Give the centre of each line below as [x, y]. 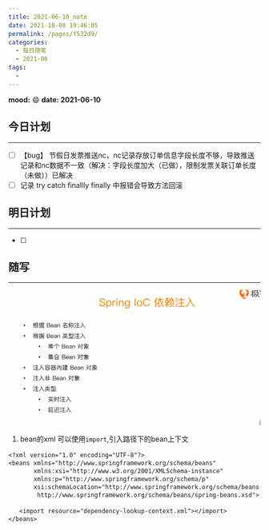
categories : [28, 42]
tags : [17, 68]
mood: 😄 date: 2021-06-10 [55, 99]
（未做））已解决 [46, 175]
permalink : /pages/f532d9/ [53, 34]
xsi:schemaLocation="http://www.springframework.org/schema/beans [147, 487]
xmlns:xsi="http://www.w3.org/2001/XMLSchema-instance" [128, 471]
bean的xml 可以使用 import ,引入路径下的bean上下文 [104, 439]
